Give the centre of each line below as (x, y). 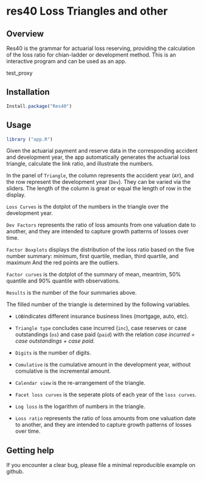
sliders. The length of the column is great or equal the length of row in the (99, 188)
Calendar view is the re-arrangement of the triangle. (80, 383)
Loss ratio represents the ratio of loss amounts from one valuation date (105, 418)
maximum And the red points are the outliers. (63, 262)
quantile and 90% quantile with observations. (63, 281)
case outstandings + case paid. (55, 341)
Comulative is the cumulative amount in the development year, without (103, 365)
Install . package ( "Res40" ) (39, 106)
